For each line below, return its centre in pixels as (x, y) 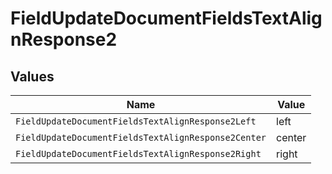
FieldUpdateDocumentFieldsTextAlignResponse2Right (138, 153)
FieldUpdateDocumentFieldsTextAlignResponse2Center (141, 137)
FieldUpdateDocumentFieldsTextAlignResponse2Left (136, 121)
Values (32, 76)
